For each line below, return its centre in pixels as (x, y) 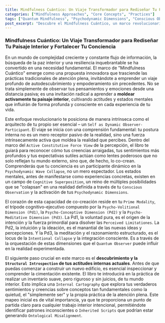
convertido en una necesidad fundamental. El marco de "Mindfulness (75, 68)
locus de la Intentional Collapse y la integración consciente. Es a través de (82, 238)
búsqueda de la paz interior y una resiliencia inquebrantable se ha (72, 62)
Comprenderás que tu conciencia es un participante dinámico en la (73, 166)
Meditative (16, 217)
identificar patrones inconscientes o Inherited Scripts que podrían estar (79, 310)
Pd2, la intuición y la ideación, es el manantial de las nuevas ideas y (73, 228)
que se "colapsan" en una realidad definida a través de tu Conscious (74, 187)
